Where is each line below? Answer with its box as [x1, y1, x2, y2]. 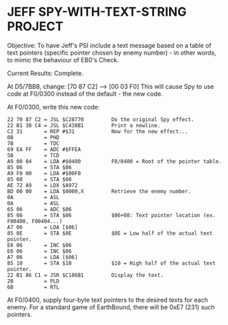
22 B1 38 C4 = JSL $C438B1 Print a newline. [7, 122, 161, 129]
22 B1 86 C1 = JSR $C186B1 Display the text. [7, 272, 164, 278]
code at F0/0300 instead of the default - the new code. [7, 90, 163, 98]
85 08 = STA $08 [7, 176, 72, 183]
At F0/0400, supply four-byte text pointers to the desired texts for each [7, 296, 209, 304]
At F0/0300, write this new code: [7, 103, 100, 111]
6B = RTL [7, 283, 60, 291]
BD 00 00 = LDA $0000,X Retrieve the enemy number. [7, 187, 192, 195]
